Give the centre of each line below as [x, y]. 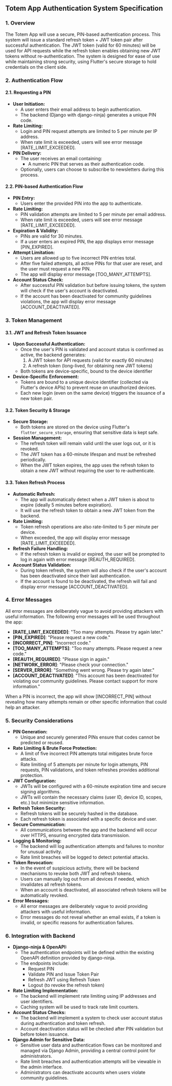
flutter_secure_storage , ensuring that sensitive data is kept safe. [89, 433]
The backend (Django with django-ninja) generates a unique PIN [88, 114]
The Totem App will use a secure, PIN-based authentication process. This [83, 34]
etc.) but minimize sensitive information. [62, 803]
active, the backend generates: [53, 355]
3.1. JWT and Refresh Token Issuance [46, 333]
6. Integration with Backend [40, 936]
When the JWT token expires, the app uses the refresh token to [87, 465]
